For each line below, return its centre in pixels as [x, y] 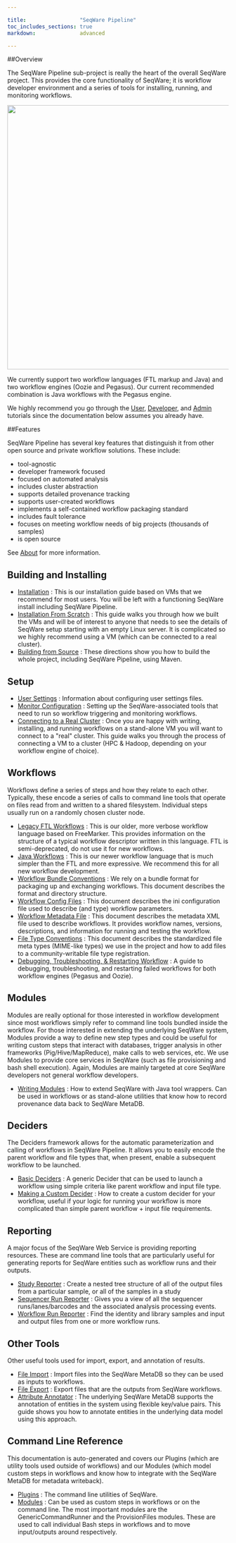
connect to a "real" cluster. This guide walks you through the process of [122, 736]
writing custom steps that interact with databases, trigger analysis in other [115, 1045]
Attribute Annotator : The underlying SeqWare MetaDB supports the [116, 1397]
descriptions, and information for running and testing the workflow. [114, 930]
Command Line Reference [65, 1441]
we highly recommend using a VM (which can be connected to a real [117, 637]
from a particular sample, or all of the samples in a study [99, 1291]
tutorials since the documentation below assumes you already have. [106, 416]
